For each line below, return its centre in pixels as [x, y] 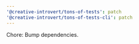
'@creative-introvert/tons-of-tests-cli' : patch [69, 17]
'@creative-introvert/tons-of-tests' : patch [64, 12]
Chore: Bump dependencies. [43, 34]
